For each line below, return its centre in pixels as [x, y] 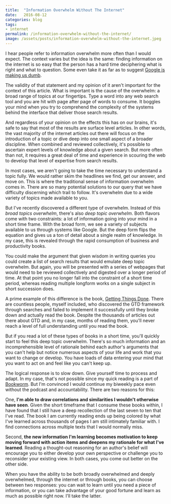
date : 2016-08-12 [26, 15]
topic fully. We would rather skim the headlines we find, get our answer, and [85, 176]
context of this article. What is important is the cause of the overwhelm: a [83, 90]
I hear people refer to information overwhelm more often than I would [78, 53]
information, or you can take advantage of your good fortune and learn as [83, 490]
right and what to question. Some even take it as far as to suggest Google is [85, 69]
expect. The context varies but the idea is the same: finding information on [84, 59]
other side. [17, 464]
